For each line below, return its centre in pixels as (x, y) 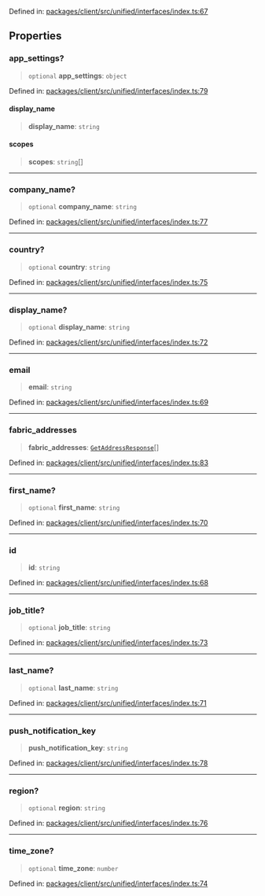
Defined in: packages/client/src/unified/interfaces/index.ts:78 (109, 763)
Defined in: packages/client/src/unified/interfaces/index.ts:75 (109, 282)
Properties (35, 36)
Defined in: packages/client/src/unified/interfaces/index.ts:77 (109, 222)
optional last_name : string (73, 688)
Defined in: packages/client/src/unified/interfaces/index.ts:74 (109, 883)
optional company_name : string (82, 207)
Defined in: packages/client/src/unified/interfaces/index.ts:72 (109, 342)
